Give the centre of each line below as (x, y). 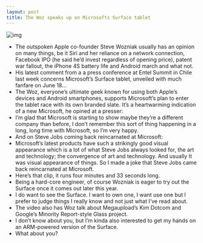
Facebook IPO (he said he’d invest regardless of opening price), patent (104, 59)
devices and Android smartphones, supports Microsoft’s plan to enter (102, 98)
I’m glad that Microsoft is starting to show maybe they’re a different (99, 117)
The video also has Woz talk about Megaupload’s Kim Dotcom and (98, 207)
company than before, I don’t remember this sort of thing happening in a (105, 124)
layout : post (23, 12)
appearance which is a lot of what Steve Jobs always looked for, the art (105, 150)
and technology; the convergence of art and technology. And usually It (104, 156)
